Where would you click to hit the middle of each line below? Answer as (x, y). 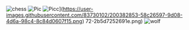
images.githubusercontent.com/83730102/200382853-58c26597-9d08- (94, 15)
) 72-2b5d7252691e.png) (112, 21)
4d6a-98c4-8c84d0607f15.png (44, 21)
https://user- (78, 9)
